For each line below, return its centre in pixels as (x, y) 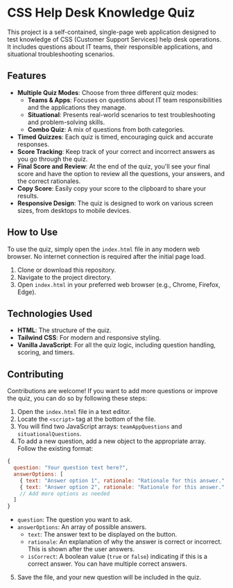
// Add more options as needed (65, 494)
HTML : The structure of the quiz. (64, 330)
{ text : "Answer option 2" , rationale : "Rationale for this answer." (122, 487)
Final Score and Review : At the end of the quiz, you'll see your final (113, 166)
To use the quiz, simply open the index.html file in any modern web (104, 249)
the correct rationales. (49, 181)
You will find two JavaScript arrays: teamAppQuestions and (100, 426)
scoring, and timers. (46, 352)
